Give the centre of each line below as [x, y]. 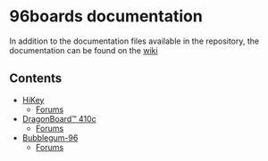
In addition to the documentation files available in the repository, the [134, 41]
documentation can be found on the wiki [84, 50]
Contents [36, 79]
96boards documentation [106, 16]
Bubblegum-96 [50, 137]
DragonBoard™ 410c [59, 118]
